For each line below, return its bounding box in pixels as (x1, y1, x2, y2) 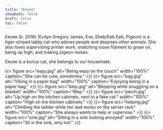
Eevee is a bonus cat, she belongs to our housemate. (5, 59, 111, 65)
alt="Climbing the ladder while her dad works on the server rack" (5, 104, 136, 110)
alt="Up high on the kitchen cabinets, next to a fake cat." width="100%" (5, 94, 149, 100)
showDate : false (5, 12, 38, 16)
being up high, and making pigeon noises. (5, 49, 89, 55)
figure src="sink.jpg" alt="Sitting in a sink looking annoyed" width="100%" (5, 114, 155, 120)
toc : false (5, 20, 27, 26)
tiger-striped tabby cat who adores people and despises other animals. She (5, 39, 157, 45)
